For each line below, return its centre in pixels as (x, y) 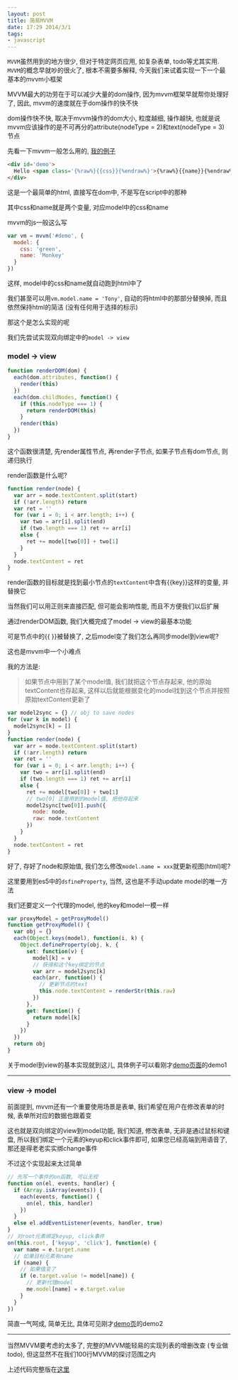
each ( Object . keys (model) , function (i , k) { (79, 938)
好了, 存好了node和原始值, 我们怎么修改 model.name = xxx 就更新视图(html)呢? (119, 866)
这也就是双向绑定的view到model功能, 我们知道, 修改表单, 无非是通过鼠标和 (115, 1131)
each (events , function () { (60, 1197)
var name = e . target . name (52, 1249)
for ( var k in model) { (42, 720)
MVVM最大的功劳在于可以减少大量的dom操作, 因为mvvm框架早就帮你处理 (115, 94)
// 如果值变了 (38, 1269)
